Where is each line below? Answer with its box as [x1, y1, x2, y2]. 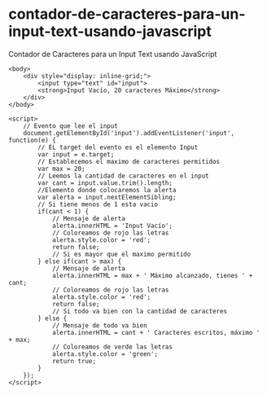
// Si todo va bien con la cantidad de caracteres [51, 307, 228, 315]
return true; [51, 357, 96, 365]
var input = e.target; [37, 150, 115, 159]
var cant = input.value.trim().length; [37, 178, 173, 187]
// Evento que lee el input [23, 121, 118, 130]
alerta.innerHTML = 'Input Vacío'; [51, 222, 173, 230]
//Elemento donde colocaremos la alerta [37, 186, 177, 194]
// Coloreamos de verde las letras [51, 343, 173, 351]
